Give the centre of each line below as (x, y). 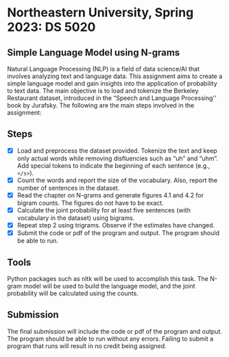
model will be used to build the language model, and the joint (109, 286)
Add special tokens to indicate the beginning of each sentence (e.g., (113, 165)
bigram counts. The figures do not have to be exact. (90, 203)
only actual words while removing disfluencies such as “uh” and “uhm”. (117, 158)
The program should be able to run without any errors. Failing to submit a (110, 338)
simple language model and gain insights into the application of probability (112, 83)
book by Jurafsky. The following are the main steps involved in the (101, 105)
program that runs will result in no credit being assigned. (87, 346)
